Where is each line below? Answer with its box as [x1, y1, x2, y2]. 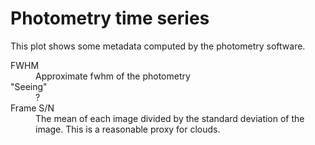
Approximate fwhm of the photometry [35, 70, 191, 82]
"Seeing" [10, 80, 48, 92]
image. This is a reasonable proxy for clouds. [35, 123, 221, 135]
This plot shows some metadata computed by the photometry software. [10, 40, 306, 52]
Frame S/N [10, 102, 55, 114]
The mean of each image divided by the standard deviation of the [35, 112, 305, 124]
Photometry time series [10, 7, 210, 30]
